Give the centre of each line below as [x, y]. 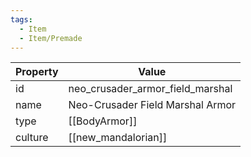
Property [37, 72]
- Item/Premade [51, 38]
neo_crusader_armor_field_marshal [150, 89]
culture [32, 138]
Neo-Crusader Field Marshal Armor [152, 105]
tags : [21, 19]
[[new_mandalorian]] [118, 138]
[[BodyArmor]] [103, 121]
